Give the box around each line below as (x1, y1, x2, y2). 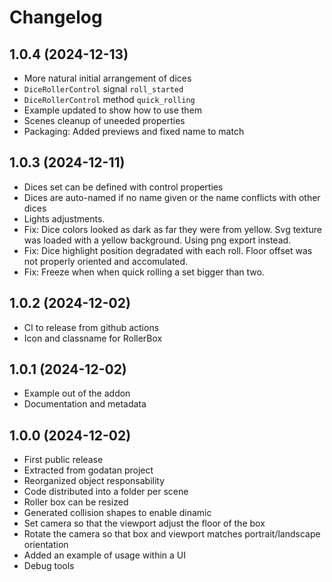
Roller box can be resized (23, 496, 129, 508)
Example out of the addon (23, 387, 131, 400)
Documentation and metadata (23, 398, 147, 410)
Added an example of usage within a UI (23, 549, 187, 561)
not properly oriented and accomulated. (23, 255, 189, 267)
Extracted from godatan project (23, 464, 154, 476)
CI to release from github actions (23, 321, 160, 333)
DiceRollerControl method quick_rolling (23, 94, 196, 105)
